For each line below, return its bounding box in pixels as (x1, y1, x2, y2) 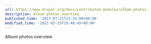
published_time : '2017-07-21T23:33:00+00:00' (5, 16, 99, 21)
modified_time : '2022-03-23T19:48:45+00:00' (5, 20, 97, 26)
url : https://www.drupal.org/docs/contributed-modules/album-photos (5, 7, 147, 12)
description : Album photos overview (5, 12, 79, 16)
